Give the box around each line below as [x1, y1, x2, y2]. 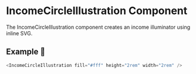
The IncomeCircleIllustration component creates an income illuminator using [6, 23, 191, 31]
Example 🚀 [6, 47, 46, 57]
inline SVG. [6, 29, 33, 36]
